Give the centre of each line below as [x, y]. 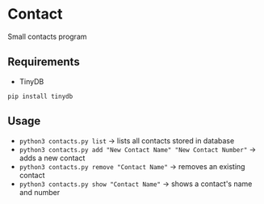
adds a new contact [52, 158]
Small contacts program [47, 36]
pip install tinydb [40, 96]
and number [40, 192]
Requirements [44, 62]
